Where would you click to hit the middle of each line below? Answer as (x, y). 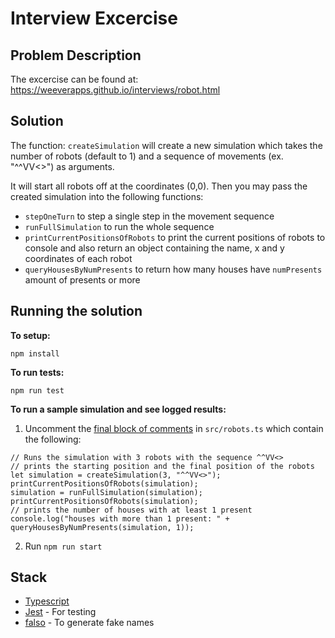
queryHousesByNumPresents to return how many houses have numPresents (173, 269)
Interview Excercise (94, 18)
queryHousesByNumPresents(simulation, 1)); (102, 527)
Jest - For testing (60, 612)
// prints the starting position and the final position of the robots (162, 466)
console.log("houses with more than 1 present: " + (120, 518)
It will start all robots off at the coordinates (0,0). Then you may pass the (159, 186)
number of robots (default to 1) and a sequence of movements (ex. (147, 156)
